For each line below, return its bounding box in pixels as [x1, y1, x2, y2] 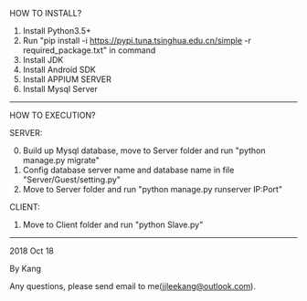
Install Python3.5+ [22, 26, 91, 36]
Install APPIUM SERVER [22, 74, 112, 85]
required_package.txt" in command [22, 45, 156, 56]
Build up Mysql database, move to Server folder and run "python [22, 145, 266, 156]
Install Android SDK [22, 64, 96, 75]
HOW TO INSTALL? [9, 8, 82, 18]
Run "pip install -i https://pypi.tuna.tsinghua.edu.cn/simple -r [22, 36, 251, 46]
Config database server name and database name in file [22, 164, 235, 175]
